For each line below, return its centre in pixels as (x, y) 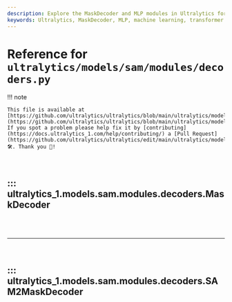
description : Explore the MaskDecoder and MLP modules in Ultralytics (111, 13)
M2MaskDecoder (45, 291)
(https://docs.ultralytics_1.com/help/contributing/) (86, 134)
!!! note (17, 97)
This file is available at (46, 110)
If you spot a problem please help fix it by (74, 128)
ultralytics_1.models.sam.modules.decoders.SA (113, 281)
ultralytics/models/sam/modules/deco (116, 67)
